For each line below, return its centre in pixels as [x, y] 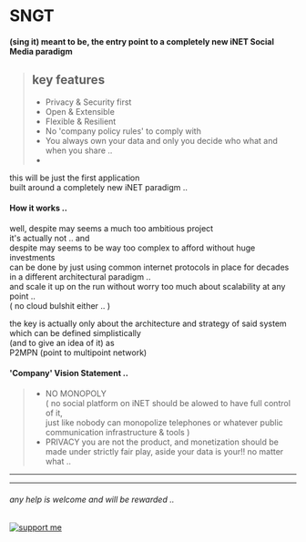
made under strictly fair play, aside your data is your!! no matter [164, 451]
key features [68, 80]
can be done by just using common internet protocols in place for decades [149, 267]
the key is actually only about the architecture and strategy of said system [148, 323]
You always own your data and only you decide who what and [161, 140]
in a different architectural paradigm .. [80, 276]
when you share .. [79, 150]
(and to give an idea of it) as [62, 343]
